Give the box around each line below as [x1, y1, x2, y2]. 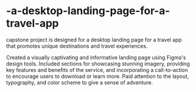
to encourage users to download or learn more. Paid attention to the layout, [6, 73, 189, 80]
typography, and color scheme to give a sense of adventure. [6, 78, 153, 86]
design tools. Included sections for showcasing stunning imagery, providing [6, 60, 190, 67]
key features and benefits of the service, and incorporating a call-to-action [6, 66, 188, 73]
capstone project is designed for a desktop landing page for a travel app [6, 36, 182, 43]
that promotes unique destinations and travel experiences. [6, 42, 148, 50]
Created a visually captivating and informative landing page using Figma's [6, 54, 186, 61]
